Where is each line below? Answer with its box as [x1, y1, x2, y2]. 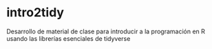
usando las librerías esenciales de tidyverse [6, 34, 131, 42]
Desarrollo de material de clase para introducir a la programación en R [6, 27, 206, 35]
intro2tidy [6, 5, 65, 20]
